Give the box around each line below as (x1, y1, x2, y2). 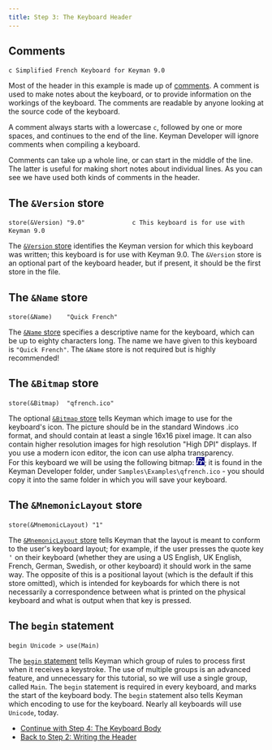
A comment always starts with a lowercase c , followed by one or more (8, 123, 243, 132)
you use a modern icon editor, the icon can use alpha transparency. (8, 447, 234, 458)
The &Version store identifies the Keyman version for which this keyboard (8, 241, 253, 251)
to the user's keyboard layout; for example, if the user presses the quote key (8, 544, 264, 554)
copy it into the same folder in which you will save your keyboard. (8, 475, 227, 485)
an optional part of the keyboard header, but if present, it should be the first (8, 258, 261, 268)
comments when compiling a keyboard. (8, 140, 140, 149)
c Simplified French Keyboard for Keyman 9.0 (8, 67, 165, 75)
